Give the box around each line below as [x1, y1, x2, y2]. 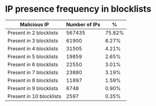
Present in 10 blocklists [7, 93, 62, 100]
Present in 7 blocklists [7, 69, 59, 76]
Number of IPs [66, 21, 101, 28]
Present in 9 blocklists [7, 85, 59, 91]
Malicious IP [20, 21, 49, 28]
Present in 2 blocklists [7, 29, 59, 36]
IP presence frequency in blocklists [5, 3, 152, 15]
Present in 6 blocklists [7, 61, 59, 68]
